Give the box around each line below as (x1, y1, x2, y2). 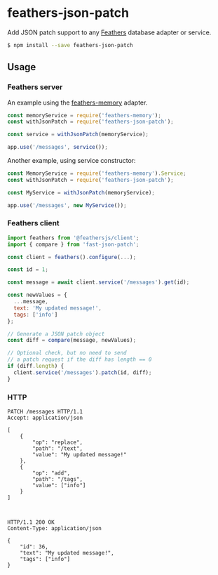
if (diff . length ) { (7, 363, 64, 370)
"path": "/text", (32, 444, 83, 452)
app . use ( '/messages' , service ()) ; (7, 144, 109, 151)
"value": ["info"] (32, 482, 86, 489)
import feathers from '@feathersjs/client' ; (7, 234, 139, 242)
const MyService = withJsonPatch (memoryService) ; (7, 189, 156, 196)
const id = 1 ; (7, 266, 49, 273)
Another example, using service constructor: (7, 157, 136, 164)
